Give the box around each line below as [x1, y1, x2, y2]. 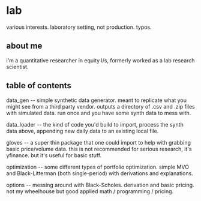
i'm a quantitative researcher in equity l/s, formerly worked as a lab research [6, 56, 195, 64]
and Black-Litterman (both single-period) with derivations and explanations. [6, 169, 193, 177]
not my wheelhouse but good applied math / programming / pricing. [6, 187, 174, 195]
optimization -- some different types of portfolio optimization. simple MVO [6, 163, 189, 170]
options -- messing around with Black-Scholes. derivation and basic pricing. [6, 181, 194, 188]
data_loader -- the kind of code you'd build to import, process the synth [6, 121, 184, 128]
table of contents [6, 80, 72, 91]
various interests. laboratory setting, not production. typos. [6, 23, 152, 31]
